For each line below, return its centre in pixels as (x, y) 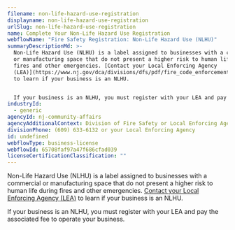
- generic (28, 110)
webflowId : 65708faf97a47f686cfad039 (62, 150)
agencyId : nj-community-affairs (54, 117)
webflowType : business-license (53, 143)
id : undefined (28, 136)
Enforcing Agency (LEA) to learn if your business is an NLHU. (95, 198)
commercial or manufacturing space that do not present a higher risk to (110, 183)
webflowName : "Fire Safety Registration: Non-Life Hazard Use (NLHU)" (112, 40)
